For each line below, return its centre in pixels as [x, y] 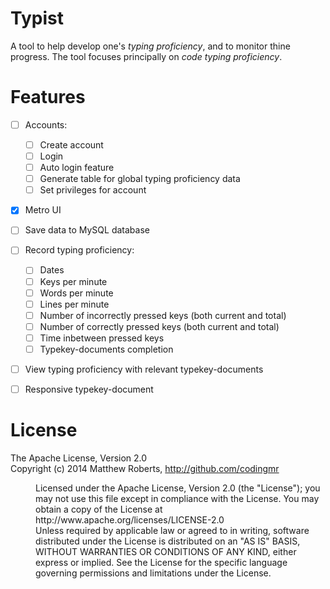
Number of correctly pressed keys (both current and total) [159, 326]
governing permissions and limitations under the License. [153, 573]
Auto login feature [77, 168]
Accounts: [46, 124]
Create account [71, 144]
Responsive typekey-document [89, 389]
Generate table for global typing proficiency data [140, 179]
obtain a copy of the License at [99, 509]
